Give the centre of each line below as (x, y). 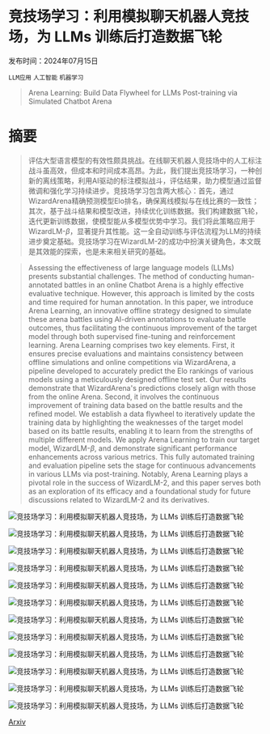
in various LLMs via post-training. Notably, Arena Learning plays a (138, 473)
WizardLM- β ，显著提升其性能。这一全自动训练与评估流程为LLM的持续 (145, 231)
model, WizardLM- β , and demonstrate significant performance (133, 448)
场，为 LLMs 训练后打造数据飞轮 (115, 37)
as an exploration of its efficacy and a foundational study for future (139, 491)
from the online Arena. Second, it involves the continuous (124, 397)
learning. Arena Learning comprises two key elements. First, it (131, 345)
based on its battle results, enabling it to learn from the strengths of (140, 431)
